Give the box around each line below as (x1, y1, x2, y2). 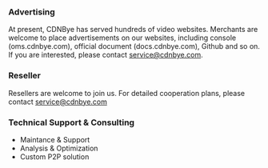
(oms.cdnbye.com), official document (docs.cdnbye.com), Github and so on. (8, 42, 260, 51)
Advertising (8, 6, 56, 18)
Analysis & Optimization (19, 143, 98, 153)
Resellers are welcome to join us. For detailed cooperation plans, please (8, 88, 246, 98)
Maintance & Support (19, 134, 90, 144)
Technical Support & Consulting (8, 117, 134, 128)
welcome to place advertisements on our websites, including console (8, 33, 237, 42)
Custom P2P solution (19, 151, 90, 162)
